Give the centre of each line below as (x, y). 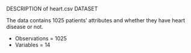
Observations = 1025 (41, 38)
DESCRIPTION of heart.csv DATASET (52, 9)
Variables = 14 (33, 45)
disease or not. (25, 27)
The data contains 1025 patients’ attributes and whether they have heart (96, 20)
